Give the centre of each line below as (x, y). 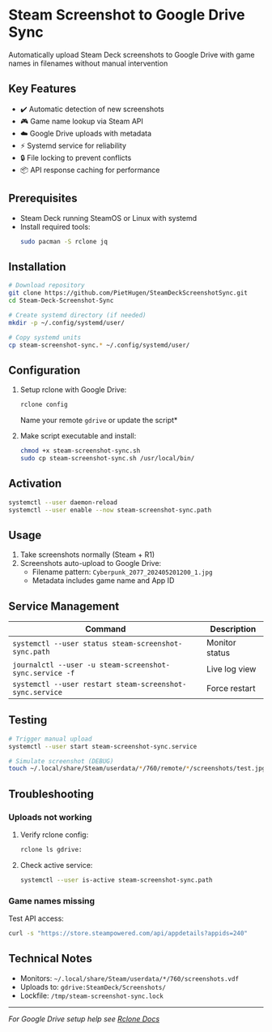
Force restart (231, 688)
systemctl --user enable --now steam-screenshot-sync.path (110, 510)
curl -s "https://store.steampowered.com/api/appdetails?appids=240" (128, 934)
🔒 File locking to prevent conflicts (76, 158)
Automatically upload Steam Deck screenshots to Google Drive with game (132, 54)
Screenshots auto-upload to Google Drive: (91, 563)
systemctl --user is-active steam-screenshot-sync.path (116, 880)
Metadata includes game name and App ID (103, 581)
